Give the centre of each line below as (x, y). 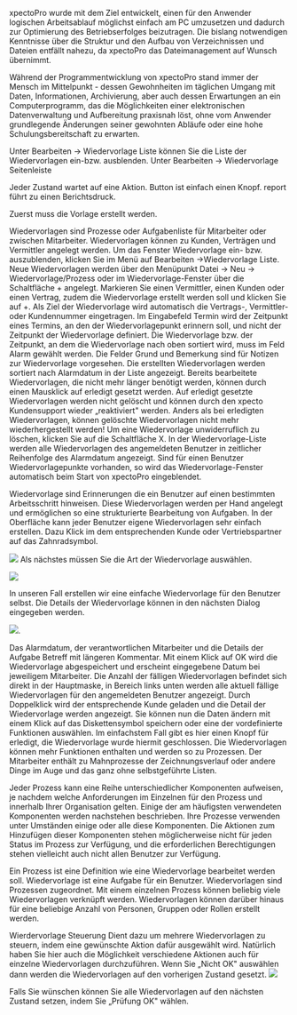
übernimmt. (30, 60)
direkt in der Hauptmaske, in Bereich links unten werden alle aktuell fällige (144, 685)
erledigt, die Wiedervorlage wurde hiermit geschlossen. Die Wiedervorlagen (148, 742)
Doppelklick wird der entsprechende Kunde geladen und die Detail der (137, 704)
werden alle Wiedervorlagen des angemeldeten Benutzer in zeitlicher (135, 448)
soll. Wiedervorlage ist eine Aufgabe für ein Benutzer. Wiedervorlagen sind (146, 880)
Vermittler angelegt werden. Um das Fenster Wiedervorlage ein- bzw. (136, 250)
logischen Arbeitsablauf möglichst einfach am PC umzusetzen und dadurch (147, 22)
